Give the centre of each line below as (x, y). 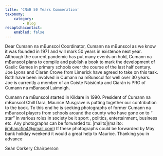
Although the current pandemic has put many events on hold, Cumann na (79, 56)
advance (14, 139)
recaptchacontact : (24, 28)
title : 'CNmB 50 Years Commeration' (42, 10)
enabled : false (29, 32)
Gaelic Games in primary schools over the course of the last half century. (78, 67)
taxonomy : (15, 14)
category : (24, 19)
